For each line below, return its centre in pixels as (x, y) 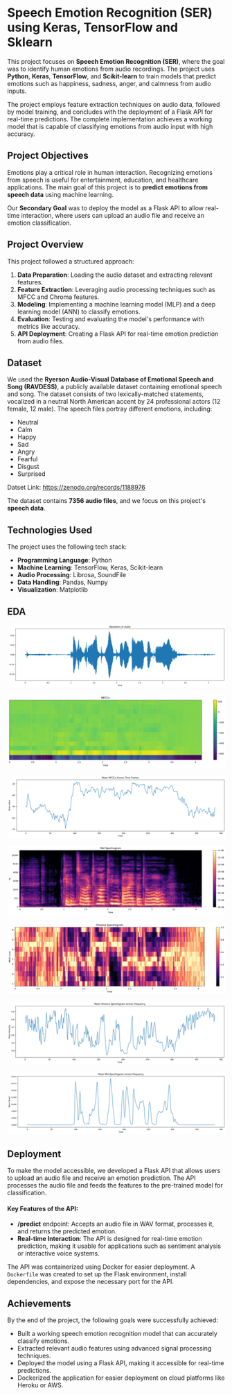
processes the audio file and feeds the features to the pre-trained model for (115, 1186)
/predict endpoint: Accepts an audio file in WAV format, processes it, (116, 1224)
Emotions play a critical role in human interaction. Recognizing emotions (110, 172)
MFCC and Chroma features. (58, 297)
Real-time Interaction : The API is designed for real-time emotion (109, 1239)
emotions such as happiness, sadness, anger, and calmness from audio (109, 83)
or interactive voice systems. (58, 1253)
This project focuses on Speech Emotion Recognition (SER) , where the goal (116, 61)
